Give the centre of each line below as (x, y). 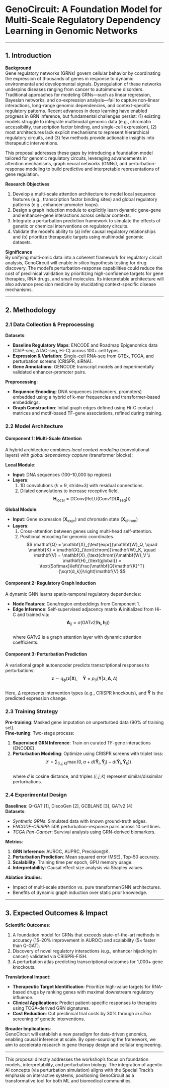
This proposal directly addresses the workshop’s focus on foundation (77, 1059)
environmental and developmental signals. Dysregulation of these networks (83, 84)
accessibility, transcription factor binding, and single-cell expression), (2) (81, 127)
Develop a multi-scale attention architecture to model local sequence (84, 194)
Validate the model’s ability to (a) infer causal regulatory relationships (84, 231)
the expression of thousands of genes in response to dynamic (69, 78)
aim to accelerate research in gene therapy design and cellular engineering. (83, 1045)
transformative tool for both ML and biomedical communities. (69, 1081)
